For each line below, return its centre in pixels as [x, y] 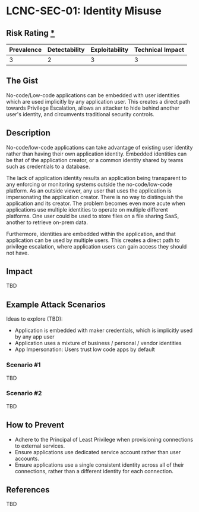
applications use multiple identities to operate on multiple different [87, 209]
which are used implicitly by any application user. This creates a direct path [98, 101]
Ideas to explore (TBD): [35, 319]
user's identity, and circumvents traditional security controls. [80, 114]
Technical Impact [159, 50]
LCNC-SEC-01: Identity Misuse [84, 11]
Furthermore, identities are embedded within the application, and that [91, 234]
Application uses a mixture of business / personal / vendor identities [98, 343]
